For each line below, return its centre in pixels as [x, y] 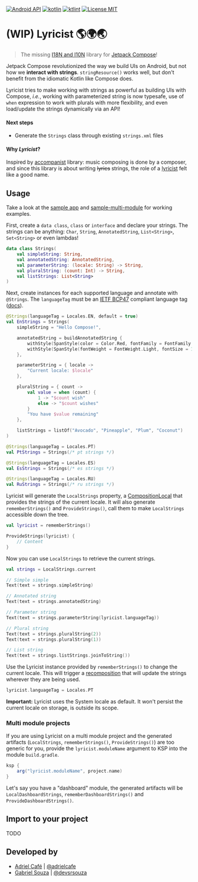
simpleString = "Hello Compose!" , [59, 327]
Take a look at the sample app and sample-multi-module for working [89, 207]
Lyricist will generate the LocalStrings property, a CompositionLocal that [94, 496]
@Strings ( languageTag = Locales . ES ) [51, 463]
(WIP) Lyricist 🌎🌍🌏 [57, 34]
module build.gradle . [32, 755]
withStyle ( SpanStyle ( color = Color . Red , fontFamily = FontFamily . [110, 343]
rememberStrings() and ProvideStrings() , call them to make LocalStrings [95, 508]
